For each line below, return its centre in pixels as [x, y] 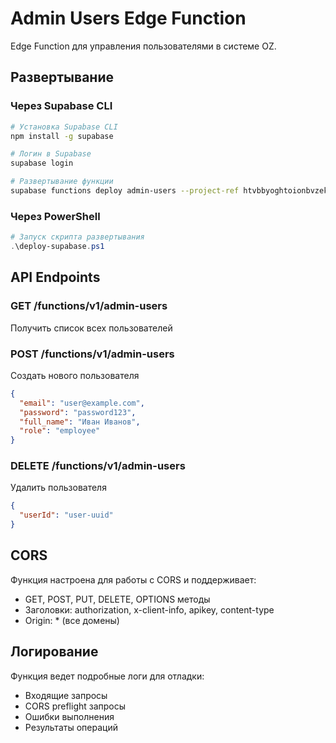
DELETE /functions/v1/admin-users [98, 466]
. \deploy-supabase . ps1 [57, 247]
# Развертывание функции [62, 182]
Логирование [54, 652]
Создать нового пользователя [75, 375]
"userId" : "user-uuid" [66, 515]
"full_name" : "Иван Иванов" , [80, 422]
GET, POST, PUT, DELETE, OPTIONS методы [117, 599]
